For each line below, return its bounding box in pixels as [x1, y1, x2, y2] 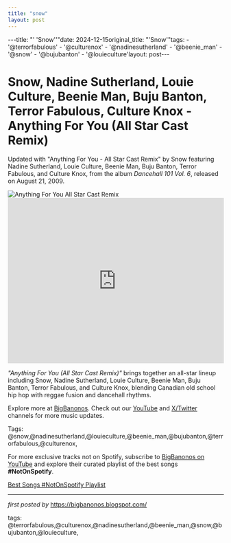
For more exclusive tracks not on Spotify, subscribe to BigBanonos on [8, 453, 205, 461]
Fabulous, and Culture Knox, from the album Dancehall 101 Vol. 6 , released [8, 170, 219, 178]
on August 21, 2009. [8, 177, 65, 186]
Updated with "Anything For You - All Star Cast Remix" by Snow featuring [8, 155, 215, 164]
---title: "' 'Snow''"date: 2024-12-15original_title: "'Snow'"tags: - [8, 35, 190, 43]
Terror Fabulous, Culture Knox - [8, 103, 193, 119]
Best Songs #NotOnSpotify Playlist [8, 480, 106, 489]
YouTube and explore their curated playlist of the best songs [8, 460, 178, 468]
